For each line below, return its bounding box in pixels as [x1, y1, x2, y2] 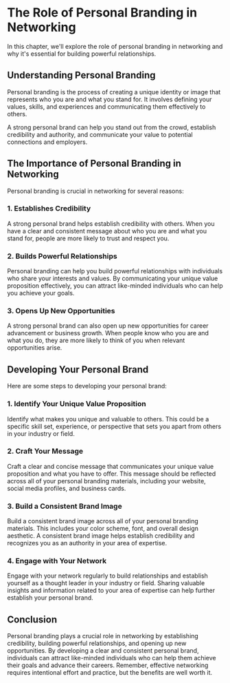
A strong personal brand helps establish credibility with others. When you [7, 219, 215, 228]
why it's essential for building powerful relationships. [7, 50, 157, 58]
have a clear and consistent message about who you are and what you [7, 227, 207, 235]
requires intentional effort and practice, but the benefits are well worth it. [7, 669, 213, 677]
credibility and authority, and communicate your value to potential [7, 130, 194, 138]
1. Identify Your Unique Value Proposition [7, 399, 146, 409]
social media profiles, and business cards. [7, 484, 126, 492]
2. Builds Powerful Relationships [7, 251, 118, 261]
